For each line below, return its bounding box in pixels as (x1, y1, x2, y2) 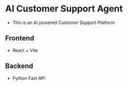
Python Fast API (12, 75, 46, 81)
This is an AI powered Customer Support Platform (12, 19, 115, 25)
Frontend (5, 34, 34, 42)
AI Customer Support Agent (5, 3, 123, 14)
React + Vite (12, 47, 38, 53)
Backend (5, 62, 33, 70)
